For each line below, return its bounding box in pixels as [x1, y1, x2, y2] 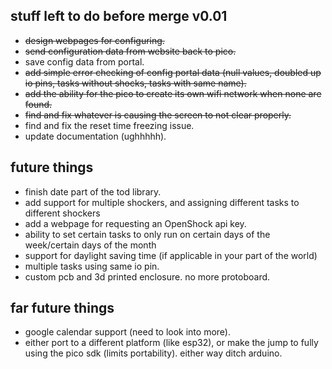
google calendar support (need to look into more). [24, 326, 231, 338]
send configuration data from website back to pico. [24, 45, 237, 57]
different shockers [24, 207, 101, 219]
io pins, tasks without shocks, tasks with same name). [24, 77, 247, 89]
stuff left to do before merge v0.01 [10, 8, 228, 25]
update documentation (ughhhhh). [24, 130, 167, 142]
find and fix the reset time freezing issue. [24, 119, 195, 131]
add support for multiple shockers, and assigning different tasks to [24, 196, 300, 208]
